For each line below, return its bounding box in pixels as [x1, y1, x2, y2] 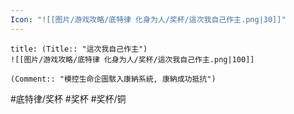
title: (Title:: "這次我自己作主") [10, 44, 148, 54]
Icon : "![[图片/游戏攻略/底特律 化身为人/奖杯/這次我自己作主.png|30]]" [10, 14, 287, 25]
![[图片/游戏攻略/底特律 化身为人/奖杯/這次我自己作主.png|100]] [10, 54, 255, 65]
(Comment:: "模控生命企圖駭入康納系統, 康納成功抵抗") [10, 74, 217, 84]
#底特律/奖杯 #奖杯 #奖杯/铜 [10, 92, 127, 105]
